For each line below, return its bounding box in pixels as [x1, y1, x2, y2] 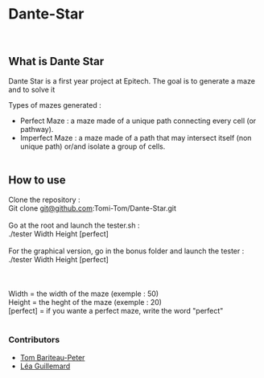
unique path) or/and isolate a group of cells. [19, 142, 166, 151]
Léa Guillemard [19, 361, 71, 371]
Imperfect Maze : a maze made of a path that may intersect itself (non [19, 133, 252, 142]
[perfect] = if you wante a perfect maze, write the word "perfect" [8, 306, 224, 315]
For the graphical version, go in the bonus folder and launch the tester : [8, 246, 245, 256]
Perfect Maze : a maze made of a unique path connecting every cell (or [19, 116, 257, 125]
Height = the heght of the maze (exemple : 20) [8, 297, 163, 306]
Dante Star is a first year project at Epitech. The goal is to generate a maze [8, 76, 256, 85]
